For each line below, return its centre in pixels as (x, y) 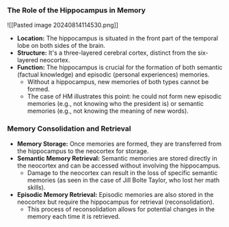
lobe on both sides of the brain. (61, 46)
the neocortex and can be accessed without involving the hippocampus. (119, 165)
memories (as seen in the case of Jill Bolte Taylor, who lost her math (123, 180)
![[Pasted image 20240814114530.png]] (63, 25)
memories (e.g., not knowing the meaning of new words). (108, 111)
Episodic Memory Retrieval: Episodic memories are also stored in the (115, 194)
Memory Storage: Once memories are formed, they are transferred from (119, 144)
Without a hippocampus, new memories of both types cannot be (118, 82)
